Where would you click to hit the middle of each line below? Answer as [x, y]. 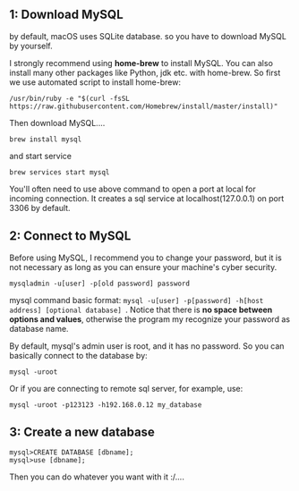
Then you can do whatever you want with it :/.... [97, 477]
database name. [39, 328]
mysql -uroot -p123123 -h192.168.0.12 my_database [106, 405]
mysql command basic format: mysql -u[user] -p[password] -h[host [137, 300]
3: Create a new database [82, 432]
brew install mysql [46, 139]
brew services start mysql [60, 172]
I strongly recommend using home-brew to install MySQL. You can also [141, 63]
